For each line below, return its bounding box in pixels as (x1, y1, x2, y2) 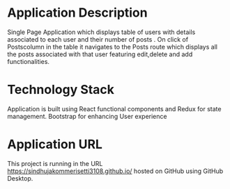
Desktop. (7, 174, 33, 182)
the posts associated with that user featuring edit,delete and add (7, 50, 193, 58)
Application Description (7, 5, 148, 21)
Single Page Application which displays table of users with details (7, 28, 196, 36)
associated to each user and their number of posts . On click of (7, 35, 189, 43)
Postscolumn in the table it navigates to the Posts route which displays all (7, 42, 218, 51)
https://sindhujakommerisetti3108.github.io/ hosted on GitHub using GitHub (7, 167, 224, 175)
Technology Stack (7, 82, 115, 98)
